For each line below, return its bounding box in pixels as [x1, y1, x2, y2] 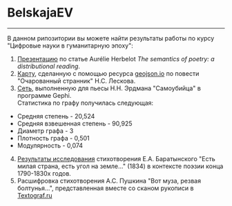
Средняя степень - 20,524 [17, 112, 95, 120]
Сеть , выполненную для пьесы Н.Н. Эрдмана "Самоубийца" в [17, 84, 202, 92]
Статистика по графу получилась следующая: [17, 99, 154, 107]
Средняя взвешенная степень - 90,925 [17, 119, 133, 127]
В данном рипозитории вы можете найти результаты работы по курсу [7, 34, 215, 42]
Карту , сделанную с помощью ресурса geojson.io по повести [17, 69, 200, 77]
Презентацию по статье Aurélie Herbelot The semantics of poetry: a [17, 54, 215, 63]
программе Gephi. [17, 91, 72, 99]
